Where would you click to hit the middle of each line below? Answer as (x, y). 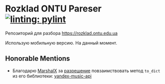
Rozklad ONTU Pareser (53, 9)
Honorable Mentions (38, 59)
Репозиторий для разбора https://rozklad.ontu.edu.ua (62, 33)
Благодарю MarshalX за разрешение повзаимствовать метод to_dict (86, 70)
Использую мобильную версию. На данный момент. (61, 42)
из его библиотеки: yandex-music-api (52, 76)
